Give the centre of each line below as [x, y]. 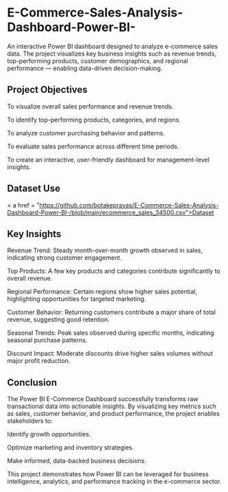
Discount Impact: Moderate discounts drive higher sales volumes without [110, 354]
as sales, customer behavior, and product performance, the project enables [114, 414]
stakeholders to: [30, 421]
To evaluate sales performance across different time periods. [93, 146]
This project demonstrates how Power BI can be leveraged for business [108, 474]
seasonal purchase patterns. [47, 340]
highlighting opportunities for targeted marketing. [77, 299]
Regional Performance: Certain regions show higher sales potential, [102, 292]
